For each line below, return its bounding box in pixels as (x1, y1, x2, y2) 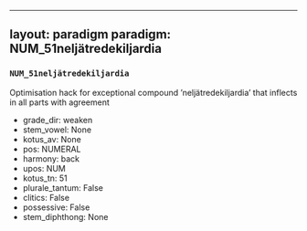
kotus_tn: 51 (22, 173, 69, 184)
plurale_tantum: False (22, 182, 103, 193)
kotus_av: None (22, 133, 82, 144)
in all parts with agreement (9, 97, 110, 108)
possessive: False (22, 202, 90, 213)
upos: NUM (22, 163, 67, 173)
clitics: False (22, 192, 70, 203)
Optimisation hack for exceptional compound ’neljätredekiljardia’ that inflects (9, 87, 298, 98)
